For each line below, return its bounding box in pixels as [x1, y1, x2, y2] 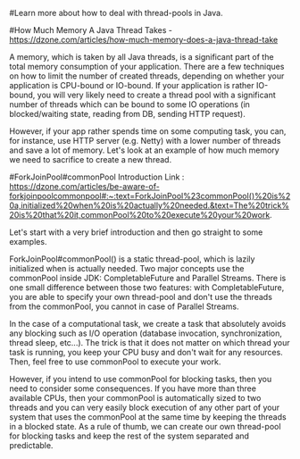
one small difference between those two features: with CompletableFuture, [9, 282, 285, 293]
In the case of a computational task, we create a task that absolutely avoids [9, 319, 287, 329]
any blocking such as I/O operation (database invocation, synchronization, [9, 328, 283, 338]
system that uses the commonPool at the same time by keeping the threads [9, 412, 287, 422]
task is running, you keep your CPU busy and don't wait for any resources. [9, 347, 283, 357]
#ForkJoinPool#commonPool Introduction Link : [9, 171, 185, 182]
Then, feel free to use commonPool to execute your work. [9, 356, 221, 367]
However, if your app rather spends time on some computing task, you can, [9, 126, 287, 137]
